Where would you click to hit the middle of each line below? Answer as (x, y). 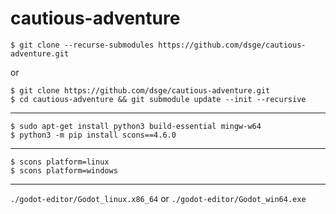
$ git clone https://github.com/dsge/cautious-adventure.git (140, 90)
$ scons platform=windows (64, 170)
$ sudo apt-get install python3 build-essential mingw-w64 (136, 126)
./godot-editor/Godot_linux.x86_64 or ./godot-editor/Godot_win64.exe (158, 198)
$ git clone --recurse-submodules (82, 45)
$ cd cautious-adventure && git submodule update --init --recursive (158, 99)
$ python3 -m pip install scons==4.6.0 (93, 135)
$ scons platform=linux (60, 162)
